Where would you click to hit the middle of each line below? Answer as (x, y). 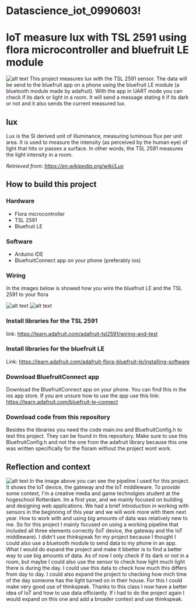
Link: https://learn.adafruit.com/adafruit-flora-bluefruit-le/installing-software (98, 362)
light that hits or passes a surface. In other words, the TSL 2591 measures (95, 148)
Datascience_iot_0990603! (73, 11)
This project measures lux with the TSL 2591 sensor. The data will (108, 79)
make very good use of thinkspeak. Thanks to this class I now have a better (97, 587)
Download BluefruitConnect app (52, 377)
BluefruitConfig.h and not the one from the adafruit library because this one (97, 442)
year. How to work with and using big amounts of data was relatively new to (97, 518)
